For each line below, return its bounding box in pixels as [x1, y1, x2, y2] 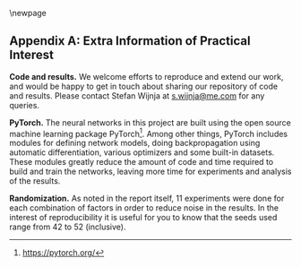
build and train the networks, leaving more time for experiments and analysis [9, 166, 292, 177]
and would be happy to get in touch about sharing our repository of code [9, 81, 279, 91]
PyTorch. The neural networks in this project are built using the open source [9, 116, 291, 128]
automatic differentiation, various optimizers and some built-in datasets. [9, 147, 275, 158]
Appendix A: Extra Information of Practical [9, 33, 251, 48]
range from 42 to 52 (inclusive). [9, 221, 126, 232]
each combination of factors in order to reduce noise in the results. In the [9, 202, 279, 213]
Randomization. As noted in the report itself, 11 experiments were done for [9, 193, 285, 204]
